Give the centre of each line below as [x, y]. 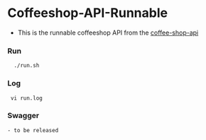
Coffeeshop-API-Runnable [88, 13]
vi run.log [26, 98]
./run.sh [27, 66]
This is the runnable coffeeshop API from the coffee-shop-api [108, 33]
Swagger [23, 116]
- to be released [33, 130]
